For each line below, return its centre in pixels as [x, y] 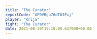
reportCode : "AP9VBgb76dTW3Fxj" [39, 15]
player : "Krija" [22, 19]
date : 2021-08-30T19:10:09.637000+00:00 [49, 29]
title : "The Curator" [28, 10]
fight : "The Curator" [28, 24]
